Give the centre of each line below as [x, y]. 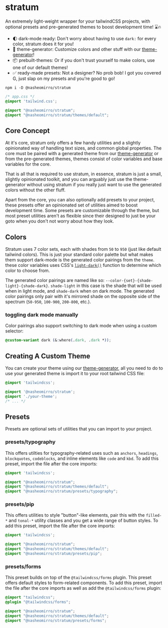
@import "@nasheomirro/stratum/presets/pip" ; [54, 554]
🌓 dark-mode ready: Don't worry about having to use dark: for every [84, 38]
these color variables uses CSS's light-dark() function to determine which [83, 265]
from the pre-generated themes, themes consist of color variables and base [84, 159]
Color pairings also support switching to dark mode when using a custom [81, 326]
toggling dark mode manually [42, 315]
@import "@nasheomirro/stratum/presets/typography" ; [62, 492]
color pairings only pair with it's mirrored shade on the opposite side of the [82, 297]
